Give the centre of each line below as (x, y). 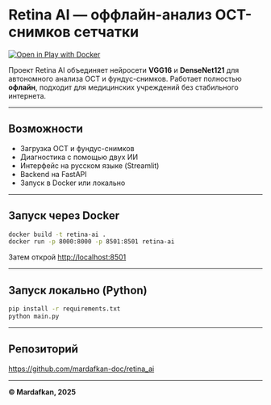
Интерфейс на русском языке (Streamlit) (90, 165)
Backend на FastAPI (53, 174)
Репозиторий (44, 349)
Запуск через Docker (64, 216)
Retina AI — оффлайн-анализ (110, 15)
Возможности (46, 129)
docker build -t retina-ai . (57, 234)
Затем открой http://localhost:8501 (67, 257)
